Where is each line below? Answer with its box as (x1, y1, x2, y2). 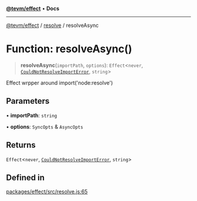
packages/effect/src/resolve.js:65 (6, 188, 88, 195)
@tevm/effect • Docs (6, 5, 60, 12)
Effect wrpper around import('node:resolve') (6, 79, 113, 86)
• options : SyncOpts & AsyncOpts (6, 123, 83, 130)
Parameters (6, 96, 50, 106)
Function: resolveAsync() (6, 42, 133, 56)
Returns (6, 140, 36, 150)
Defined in (6, 172, 45, 182)
